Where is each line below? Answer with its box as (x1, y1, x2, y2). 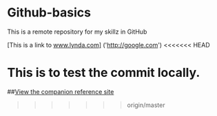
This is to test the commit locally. (7, 65, 200, 80)
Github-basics (7, 5, 92, 21)
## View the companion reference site (7, 87, 114, 95)
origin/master (127, 101, 165, 109)
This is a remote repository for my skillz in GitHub (7, 27, 147, 36)
